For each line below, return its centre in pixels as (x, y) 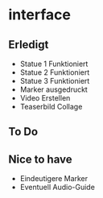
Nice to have (40, 159)
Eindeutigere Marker (54, 179)
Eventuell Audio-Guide (57, 188)
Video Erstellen (45, 98)
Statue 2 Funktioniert (55, 72)
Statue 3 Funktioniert (55, 81)
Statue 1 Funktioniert (54, 64)
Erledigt (29, 45)
